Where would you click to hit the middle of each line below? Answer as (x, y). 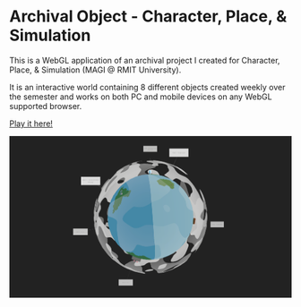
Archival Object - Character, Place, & (148, 17)
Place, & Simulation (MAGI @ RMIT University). (95, 70)
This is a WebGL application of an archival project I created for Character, (145, 60)
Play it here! (31, 124)
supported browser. (46, 106)
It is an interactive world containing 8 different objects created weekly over (147, 87)
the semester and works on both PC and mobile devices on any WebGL (141, 97)
